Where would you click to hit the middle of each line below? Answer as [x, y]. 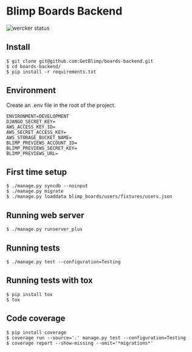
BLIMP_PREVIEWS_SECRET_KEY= [42, 148]
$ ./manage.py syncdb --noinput [47, 186]
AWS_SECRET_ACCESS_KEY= [36, 132]
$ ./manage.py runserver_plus [45, 229]
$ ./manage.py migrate [35, 192]
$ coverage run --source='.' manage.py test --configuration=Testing [96, 338]
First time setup [37, 172]
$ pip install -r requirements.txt [51, 72]
